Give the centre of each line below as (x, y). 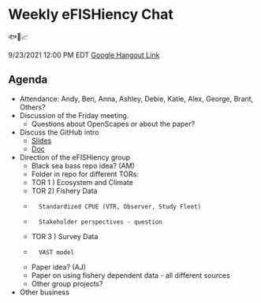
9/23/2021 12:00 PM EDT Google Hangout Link (84, 55)
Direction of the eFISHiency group (75, 157)
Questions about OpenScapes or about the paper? (113, 124)
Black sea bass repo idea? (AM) (83, 165)
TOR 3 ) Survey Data (65, 236)
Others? (32, 107)
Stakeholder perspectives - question (101, 222)
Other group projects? (67, 283)
